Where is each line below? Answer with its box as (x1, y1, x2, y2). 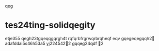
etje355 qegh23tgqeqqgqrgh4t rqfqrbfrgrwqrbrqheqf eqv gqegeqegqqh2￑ (5, 35, 155, 41)
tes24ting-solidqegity (5, 20, 95, 31)
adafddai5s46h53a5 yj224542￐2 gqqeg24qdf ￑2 (5, 41, 104, 46)
